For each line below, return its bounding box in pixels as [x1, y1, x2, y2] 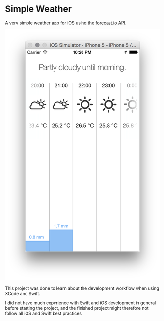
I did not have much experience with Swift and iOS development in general [5, 300, 156, 306]
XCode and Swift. [5, 291, 41, 296]
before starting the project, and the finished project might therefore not [5, 305, 149, 311]
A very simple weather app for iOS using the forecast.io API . [5, 20, 127, 25]
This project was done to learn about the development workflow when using [5, 285, 160, 291]
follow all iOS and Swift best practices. [5, 310, 83, 317]
